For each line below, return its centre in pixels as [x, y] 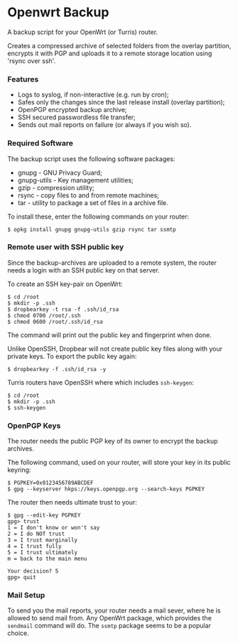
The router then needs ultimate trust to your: [72, 502]
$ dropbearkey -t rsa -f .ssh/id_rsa [63, 309]
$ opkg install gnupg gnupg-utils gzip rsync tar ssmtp [92, 229]
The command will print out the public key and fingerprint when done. [109, 335]
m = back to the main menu [47, 559]
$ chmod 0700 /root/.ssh [44, 315]
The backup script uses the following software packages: [91, 159]
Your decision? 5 [33, 571]
